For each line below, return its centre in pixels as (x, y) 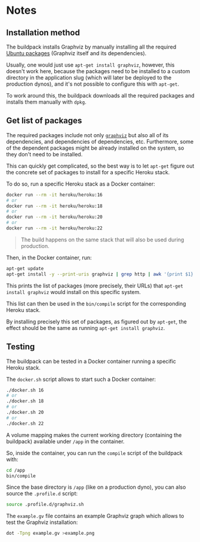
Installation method (43, 33)
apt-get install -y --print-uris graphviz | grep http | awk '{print (95, 274)
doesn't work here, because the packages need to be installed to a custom (98, 71)
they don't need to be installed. (44, 154)
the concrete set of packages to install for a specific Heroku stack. (88, 172)
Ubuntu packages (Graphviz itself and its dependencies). (76, 53)
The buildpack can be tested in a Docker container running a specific (91, 361)
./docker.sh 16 (25, 390)
